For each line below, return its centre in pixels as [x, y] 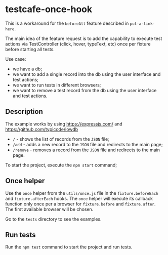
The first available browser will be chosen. [49, 209]
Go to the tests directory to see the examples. [54, 219]
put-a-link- [142, 24]
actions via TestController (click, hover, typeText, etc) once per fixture [78, 44]
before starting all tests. [30, 49]
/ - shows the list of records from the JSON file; [61, 139]
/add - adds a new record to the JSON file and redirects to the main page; [88, 144]
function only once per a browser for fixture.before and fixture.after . [80, 204]
